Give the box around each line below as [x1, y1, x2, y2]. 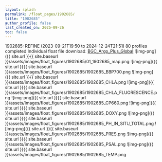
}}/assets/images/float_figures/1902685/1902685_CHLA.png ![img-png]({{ [5, 79, 154, 85]
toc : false [5, 30, 27, 35]
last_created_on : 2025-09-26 [5, 25, 64, 30]
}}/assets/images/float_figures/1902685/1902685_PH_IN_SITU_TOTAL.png [5, 121, 154, 126]
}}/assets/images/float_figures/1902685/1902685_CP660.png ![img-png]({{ [5, 100, 156, 106]
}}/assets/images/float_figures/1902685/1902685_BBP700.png [5, 69, 131, 74]
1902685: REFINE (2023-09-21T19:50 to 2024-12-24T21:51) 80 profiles [5, 43, 147, 49]
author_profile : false [5, 20, 51, 26]
